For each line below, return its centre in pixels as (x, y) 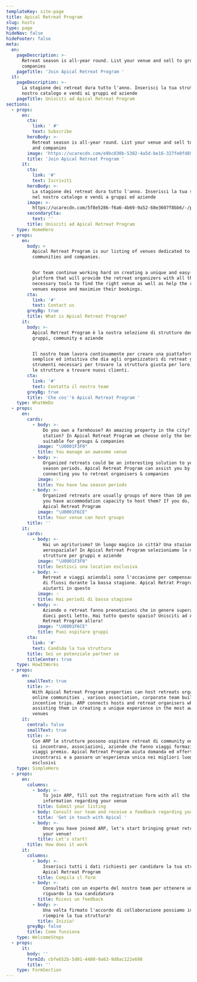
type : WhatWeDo (35, 403)
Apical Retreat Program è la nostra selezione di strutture (107, 333)
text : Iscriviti (52, 181)
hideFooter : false (28, 39)
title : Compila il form (66, 878)
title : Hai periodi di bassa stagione (85, 599)
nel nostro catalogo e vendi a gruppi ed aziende (94, 197)
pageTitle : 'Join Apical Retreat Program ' (71, 72)
